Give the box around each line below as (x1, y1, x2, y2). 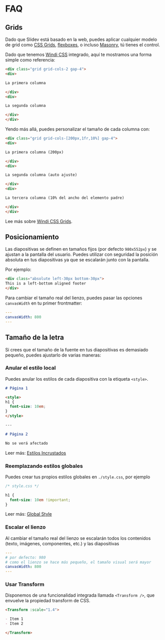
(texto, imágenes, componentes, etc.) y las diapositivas (5, 540, 119, 546)
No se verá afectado (5, 441, 49, 446)
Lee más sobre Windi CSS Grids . (5, 218, 73, 224)
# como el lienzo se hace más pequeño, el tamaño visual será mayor (5, 559, 151, 564)
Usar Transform (5, 581, 45, 588)
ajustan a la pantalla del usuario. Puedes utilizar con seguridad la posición (5, 251, 158, 257)
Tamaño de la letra (5, 333, 64, 342)
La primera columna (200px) (5, 150, 64, 155)
